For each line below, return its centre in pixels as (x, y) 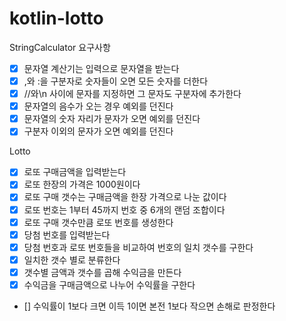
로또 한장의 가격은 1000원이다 (82, 184)
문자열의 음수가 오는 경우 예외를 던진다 (98, 106)
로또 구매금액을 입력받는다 (75, 172)
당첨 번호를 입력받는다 (67, 234)
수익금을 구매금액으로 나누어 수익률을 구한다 (109, 284)
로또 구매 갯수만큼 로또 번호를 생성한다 (98, 222)
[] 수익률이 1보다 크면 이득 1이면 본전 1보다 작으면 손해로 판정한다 (149, 306)
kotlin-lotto (56, 18)
